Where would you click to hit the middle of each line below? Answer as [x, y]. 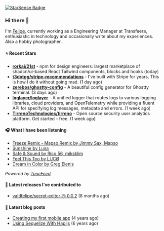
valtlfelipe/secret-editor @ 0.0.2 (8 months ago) [61, 195]
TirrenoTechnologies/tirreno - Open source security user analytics [81, 113]
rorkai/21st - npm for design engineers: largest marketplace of [76, 66]
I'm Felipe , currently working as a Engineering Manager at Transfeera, [76, 31]
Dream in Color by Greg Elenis [43, 164]
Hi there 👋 [17, 20]
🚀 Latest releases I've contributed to [43, 185]
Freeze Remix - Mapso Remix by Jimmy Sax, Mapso [65, 143]
